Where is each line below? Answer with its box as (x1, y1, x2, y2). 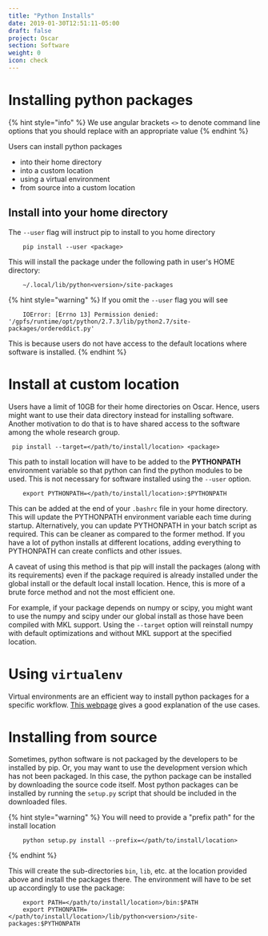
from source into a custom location (19, 182, 136, 192)
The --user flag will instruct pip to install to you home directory (8, 227, 216, 237)
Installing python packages (8, 91, 194, 109)
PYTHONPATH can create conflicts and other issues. (8, 546, 182, 556)
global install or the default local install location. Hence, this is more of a (8, 578, 246, 588)
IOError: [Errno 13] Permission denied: (22, 310, 159, 318)
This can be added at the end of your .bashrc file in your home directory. (8, 503, 248, 513)
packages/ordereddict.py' (8, 324, 94, 333)
